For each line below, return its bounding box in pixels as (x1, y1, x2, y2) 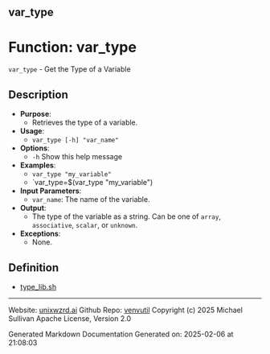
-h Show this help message (31, 152, 123, 162)
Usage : (19, 126, 45, 136)
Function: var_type (8, 38, 137, 56)
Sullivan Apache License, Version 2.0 (8, 313, 131, 323)
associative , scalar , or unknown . (31, 220, 138, 230)
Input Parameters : (19, 186, 82, 196)
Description (8, 88, 68, 101)
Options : (19, 143, 50, 153)
